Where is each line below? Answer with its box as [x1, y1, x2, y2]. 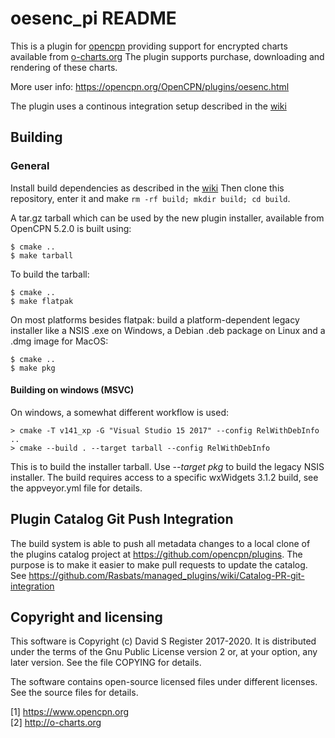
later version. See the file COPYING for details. [10, 657, 202, 669]
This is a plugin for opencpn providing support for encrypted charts [10, 40, 288, 52]
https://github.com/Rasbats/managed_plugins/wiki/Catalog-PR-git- [28, 569, 305, 581]
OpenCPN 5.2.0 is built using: [10, 222, 132, 234]
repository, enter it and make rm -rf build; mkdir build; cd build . [10, 192, 291, 204]
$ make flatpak [10, 296, 74, 306]
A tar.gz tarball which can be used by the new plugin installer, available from [10, 212, 325, 224]
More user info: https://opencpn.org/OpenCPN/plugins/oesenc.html [10, 80, 290, 92]
